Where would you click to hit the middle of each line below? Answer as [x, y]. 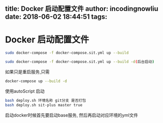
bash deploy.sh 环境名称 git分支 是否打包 [46, 100]
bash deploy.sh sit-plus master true [44, 105]
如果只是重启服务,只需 [28, 72]
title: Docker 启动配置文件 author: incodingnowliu [82, 9]
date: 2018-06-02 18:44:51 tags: [56, 17]
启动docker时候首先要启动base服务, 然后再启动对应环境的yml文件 [72, 115]
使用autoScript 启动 [25, 91]
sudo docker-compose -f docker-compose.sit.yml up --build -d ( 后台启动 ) [80, 62]
